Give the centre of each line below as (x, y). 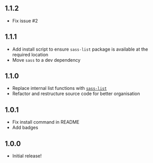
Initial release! (27, 156)
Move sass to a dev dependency (46, 60)
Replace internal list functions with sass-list (59, 88)
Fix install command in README (46, 122)
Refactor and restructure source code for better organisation (76, 94)
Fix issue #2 (25, 20)
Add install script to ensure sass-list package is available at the (80, 49)
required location (30, 54)
